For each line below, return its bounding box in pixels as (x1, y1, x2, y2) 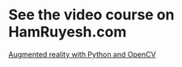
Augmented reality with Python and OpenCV (8, 49, 156, 59)
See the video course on (8, 6, 175, 24)
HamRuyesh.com (8, 23, 127, 41)
